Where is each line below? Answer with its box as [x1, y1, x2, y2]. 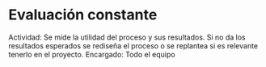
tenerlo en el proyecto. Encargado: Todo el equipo [8, 49, 175, 59]
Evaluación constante [8, 6, 158, 24]
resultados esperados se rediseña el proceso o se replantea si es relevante [8, 40, 259, 50]
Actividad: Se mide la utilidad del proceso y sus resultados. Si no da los [8, 32, 246, 42]
